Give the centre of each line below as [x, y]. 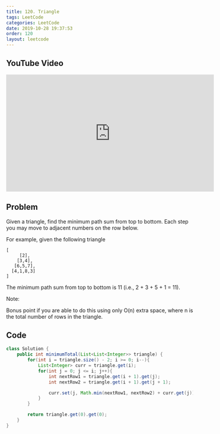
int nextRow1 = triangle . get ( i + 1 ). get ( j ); [104, 376]
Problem [22, 207]
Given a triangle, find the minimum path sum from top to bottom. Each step [97, 221]
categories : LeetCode [33, 23]
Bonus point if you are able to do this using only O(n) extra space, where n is [100, 310]
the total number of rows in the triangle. [55, 316]
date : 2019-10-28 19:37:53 [39, 28]
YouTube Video [35, 63]
